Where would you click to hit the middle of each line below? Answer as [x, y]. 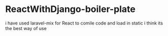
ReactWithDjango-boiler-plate [71, 9]
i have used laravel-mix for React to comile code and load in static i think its [84, 23]
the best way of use [26, 28]
